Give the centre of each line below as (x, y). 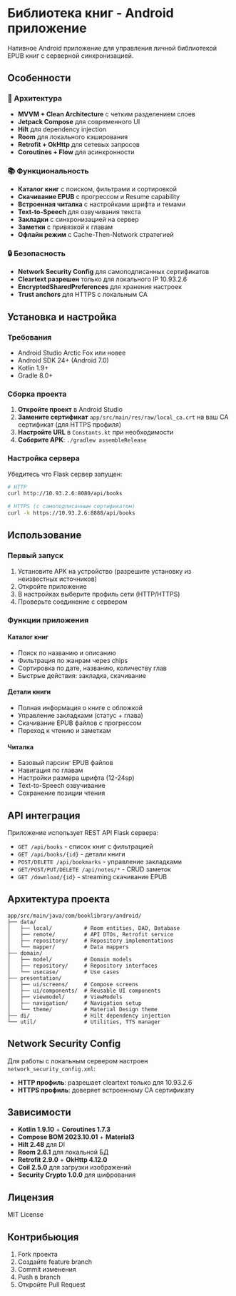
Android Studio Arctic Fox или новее (72, 353)
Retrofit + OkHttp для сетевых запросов (79, 144)
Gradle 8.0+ (35, 375)
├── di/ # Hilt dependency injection (89, 1016)
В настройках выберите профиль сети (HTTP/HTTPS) (99, 594)
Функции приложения (48, 620)
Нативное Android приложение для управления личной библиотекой (112, 48)
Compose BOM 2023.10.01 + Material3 (76, 1137)
